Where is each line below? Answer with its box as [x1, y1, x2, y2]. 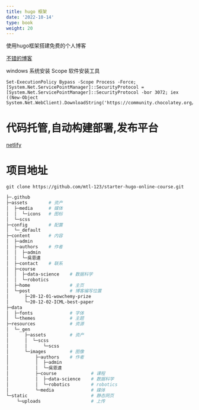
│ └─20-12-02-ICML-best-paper [6, 299, 94, 305]
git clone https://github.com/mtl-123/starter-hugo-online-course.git [6, 184, 184, 190]
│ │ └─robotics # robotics [6, 382, 118, 387]
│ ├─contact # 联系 [6, 260, 63, 267]
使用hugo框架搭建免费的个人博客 [6, 42, 86, 49]
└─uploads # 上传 [17, 398, 105, 404]
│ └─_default [6, 228, 41, 233]
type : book [6, 20, 33, 25]
